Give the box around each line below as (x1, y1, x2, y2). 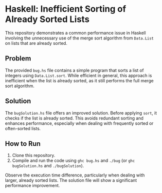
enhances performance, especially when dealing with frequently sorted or (5, 120, 154, 126)
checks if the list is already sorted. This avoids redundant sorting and (5, 115, 144, 121)
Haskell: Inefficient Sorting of (5, 3, 126, 15)
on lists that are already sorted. (5, 40, 68, 46)
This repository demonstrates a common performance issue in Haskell (5, 30, 146, 36)
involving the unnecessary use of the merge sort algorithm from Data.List (5, 35, 154, 41)
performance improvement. (5, 183, 60, 189)
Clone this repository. (12, 153, 55, 158)
